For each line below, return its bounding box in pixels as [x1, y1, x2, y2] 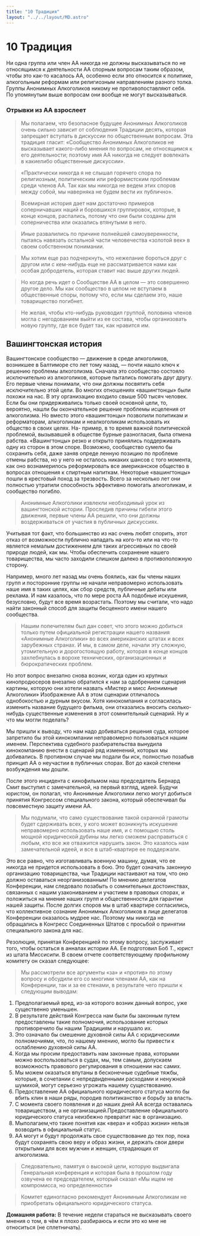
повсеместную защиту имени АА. [6, 802, 92, 810]
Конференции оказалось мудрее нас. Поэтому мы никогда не [6, 914, 164, 921]
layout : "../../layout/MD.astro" [6, 14, 89, 20]
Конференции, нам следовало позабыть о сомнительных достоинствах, [6, 882, 190, 889]
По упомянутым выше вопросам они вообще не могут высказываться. [6, 91, 187, 98]
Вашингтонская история [6, 339, 102, 349]
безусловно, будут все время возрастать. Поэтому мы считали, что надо [6, 598, 193, 605]
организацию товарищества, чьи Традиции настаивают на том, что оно [6, 870, 189, 877]
